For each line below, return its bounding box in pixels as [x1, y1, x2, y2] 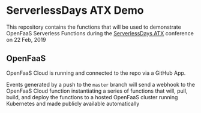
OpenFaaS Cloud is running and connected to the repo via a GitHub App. [6, 69, 186, 77]
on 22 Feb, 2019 [6, 36, 46, 43]
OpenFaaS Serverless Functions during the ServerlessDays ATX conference [6, 29, 194, 36]
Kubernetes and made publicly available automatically [6, 100, 140, 107]
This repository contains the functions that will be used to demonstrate [6, 23, 181, 30]
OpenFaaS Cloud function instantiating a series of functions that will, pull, [6, 87, 188, 94]
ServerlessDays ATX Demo [6, 4, 144, 17]
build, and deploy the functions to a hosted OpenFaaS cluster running [6, 93, 178, 100]
